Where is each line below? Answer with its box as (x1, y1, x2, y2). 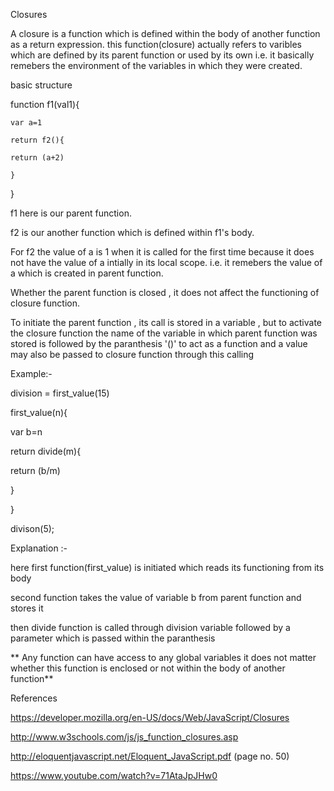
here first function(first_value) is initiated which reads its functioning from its (10, 562, 325, 573)
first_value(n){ (10, 407, 68, 418)
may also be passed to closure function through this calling (10, 349, 255, 360)
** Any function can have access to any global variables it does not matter (10, 652, 317, 663)
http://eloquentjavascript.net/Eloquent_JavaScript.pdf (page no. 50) (10, 750, 290, 762)
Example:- (10, 368, 53, 379)
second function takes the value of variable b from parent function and (10, 592, 302, 603)
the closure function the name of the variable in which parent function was (10, 327, 318, 339)
